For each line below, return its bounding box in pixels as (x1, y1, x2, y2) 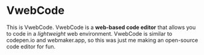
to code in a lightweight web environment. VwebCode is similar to (6, 30, 173, 37)
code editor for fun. (6, 43, 56, 50)
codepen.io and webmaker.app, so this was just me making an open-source (6, 36, 198, 44)
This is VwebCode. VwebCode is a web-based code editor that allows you (6, 24, 196, 31)
